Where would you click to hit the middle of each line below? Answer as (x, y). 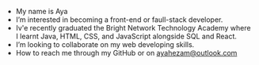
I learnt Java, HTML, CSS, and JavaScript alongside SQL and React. (126, 36)
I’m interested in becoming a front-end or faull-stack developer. (119, 20)
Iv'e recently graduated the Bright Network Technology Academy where (133, 28)
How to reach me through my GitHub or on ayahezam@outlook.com (126, 53)
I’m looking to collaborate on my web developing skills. (105, 45)
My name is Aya (42, 11)
